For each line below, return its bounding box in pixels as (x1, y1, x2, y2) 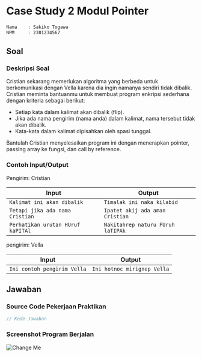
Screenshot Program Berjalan (6, 330, 94, 338)
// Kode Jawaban (6, 316, 47, 322)
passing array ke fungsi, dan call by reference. (6, 146, 121, 153)
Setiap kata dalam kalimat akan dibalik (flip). (14, 109, 124, 116)
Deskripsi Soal (6, 64, 49, 73)
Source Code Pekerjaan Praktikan (6, 302, 106, 310)
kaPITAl (9, 227, 31, 234)
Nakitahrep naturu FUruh (104, 221, 176, 228)
